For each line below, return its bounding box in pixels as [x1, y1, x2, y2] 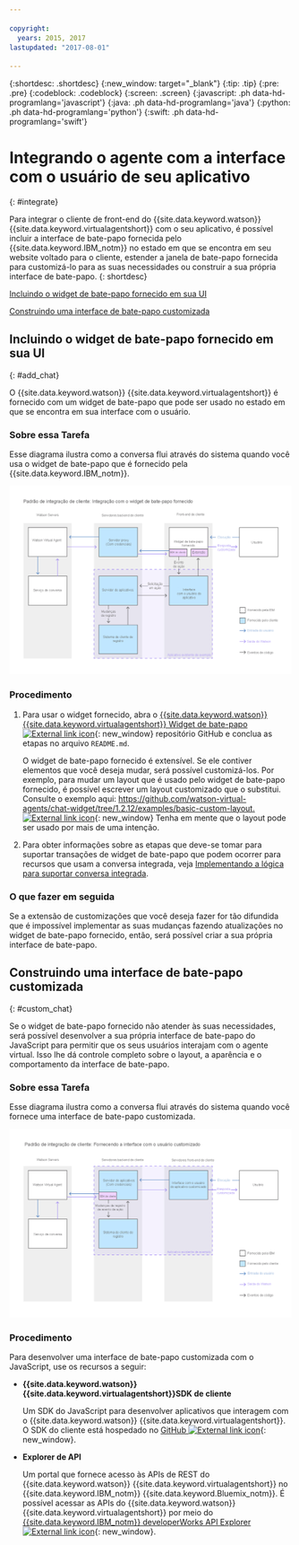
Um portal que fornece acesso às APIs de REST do [21, 1469, 210, 1480]
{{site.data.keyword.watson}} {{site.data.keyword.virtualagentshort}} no [21, 1479, 288, 1489]
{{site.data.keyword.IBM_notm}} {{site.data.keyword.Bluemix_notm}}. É [21, 1488, 285, 1499]
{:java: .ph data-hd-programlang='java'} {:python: [107, 97, 291, 108]
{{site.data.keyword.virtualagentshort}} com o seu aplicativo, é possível [9, 224, 274, 234]
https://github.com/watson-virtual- [117, 793, 247, 803]
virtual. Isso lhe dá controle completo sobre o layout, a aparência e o [9, 1049, 262, 1059]
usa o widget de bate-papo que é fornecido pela [9, 459, 188, 470]
